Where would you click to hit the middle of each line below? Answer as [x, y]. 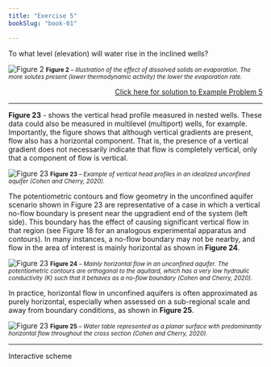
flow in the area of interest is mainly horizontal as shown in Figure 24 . [124, 248]
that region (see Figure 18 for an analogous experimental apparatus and [127, 230]
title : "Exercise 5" [43, 16]
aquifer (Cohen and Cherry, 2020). [56, 181]
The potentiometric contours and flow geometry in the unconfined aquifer [131, 196]
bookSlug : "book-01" [43, 23]
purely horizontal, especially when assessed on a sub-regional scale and [129, 301]
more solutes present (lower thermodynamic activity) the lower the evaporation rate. [125, 77]
